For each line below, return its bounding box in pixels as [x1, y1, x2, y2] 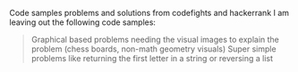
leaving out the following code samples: [9, 17, 157, 28]
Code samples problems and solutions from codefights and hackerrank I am [9, 8, 289, 18]
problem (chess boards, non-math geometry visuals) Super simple [30, 44, 277, 54]
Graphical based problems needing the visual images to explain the [30, 35, 280, 44]
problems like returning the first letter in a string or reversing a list [30, 53, 274, 63]
